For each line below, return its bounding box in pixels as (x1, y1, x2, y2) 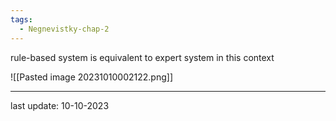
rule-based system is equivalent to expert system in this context (10, 51, 275, 63)
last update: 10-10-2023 (10, 99, 110, 111)
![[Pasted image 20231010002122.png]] (10, 71, 174, 83)
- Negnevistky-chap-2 (19, 24, 110, 34)
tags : (10, 14, 33, 25)
